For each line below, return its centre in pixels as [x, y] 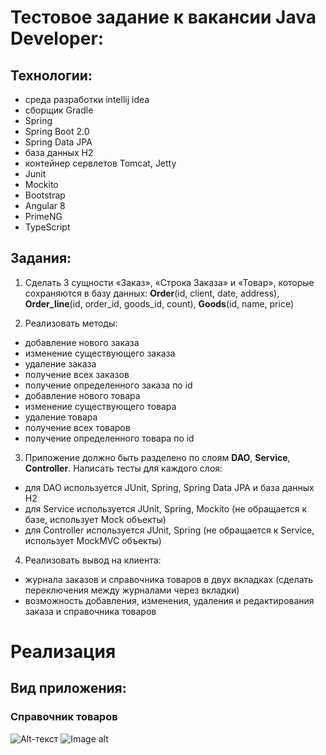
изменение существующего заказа [100, 353]
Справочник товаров [64, 717]
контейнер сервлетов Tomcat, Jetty [100, 163]
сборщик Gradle [59, 110]
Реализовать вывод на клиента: [93, 560]
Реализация [63, 652]
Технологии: [51, 75]
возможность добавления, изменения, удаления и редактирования [169, 600]
